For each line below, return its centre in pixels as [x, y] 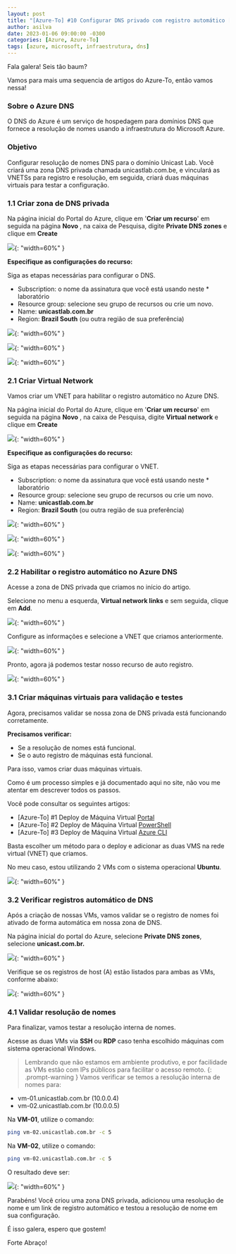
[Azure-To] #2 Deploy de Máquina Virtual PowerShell [94, 824]
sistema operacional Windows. [52, 1049]
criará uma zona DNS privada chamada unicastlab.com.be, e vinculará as [114, 170]
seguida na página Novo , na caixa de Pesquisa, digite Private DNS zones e [117, 225]
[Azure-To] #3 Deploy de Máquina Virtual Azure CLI [92, 832]
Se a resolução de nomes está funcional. [76, 747]
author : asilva [30, 27]
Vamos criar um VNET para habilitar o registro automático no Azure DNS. [113, 396]
